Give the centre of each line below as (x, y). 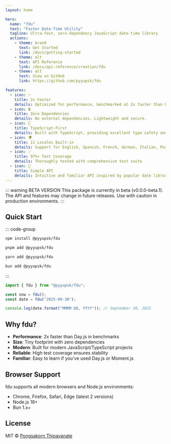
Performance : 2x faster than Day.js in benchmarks (66, 337)
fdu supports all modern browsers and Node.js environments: (69, 386)
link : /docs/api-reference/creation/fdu (62, 67)
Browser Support (33, 374)
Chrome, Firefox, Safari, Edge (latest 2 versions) (63, 397)
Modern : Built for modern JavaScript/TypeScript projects (73, 348)
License (18, 423)
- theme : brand (31, 43)
